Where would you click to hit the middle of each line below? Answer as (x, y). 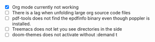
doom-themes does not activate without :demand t (65, 35)
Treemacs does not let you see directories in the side (67, 29)
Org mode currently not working (45, 7)
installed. (21, 24)
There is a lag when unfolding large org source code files (71, 13)
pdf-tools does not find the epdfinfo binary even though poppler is (81, 18)
